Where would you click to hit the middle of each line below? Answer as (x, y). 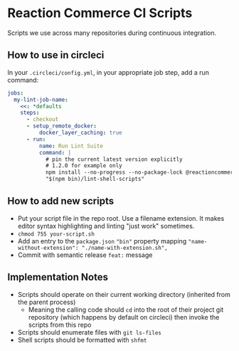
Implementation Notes (58, 277)
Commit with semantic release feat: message (85, 255)
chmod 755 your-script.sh (56, 234)
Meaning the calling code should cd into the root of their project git (126, 309)
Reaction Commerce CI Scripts (100, 13)
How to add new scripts (61, 201)
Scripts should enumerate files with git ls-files (89, 332)
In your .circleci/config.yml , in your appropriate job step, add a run (108, 72)
